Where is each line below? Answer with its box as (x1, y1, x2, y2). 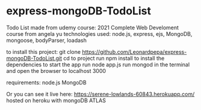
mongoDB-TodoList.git (6, 54, 62, 62)
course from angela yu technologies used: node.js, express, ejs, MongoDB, (6, 30, 193, 37)
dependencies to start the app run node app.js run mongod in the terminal (6, 61, 190, 68)
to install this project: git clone (6, 48, 81, 55)
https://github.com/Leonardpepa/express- (82, 48, 187, 55)
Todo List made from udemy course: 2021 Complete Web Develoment (6, 24, 179, 31)
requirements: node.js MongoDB (6, 79, 87, 86)
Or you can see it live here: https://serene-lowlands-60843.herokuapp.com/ (6, 90, 195, 97)
